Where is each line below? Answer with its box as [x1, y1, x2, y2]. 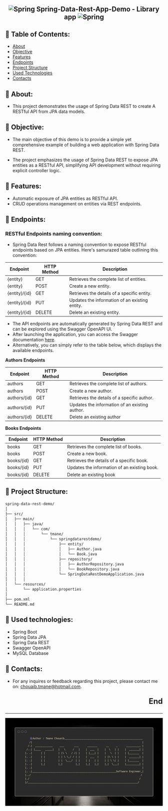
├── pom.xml [5, 597, 30, 602]
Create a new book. [67, 450, 107, 456]
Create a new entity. [69, 283, 111, 289]
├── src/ [5, 511, 23, 516]
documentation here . [12, 336, 56, 342]
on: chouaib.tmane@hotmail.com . [12, 683, 82, 689]
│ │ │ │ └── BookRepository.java [5, 566, 120, 571]
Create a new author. [69, 388, 112, 394]
